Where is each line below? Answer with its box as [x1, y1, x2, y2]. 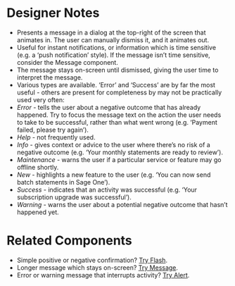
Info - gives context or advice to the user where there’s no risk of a [16, 140, 210, 149]
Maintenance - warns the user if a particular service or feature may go [16, 155, 222, 163]
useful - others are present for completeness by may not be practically [16, 88, 222, 97]
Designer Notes [6, 5, 100, 21]
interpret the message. [16, 73, 83, 82]
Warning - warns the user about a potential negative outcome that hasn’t [16, 200, 228, 209]
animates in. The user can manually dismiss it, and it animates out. [16, 35, 209, 44]
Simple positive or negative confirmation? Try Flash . [16, 256, 168, 264]
